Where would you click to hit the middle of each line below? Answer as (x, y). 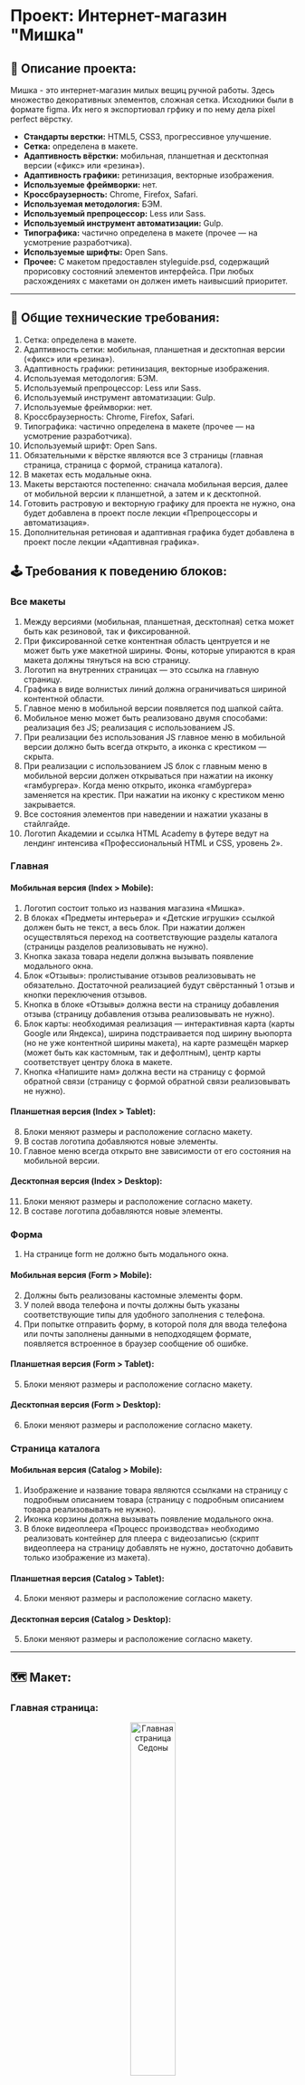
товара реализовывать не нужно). (90, 1510)
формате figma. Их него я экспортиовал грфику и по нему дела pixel (143, 109)
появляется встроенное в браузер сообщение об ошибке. (136, 1343)
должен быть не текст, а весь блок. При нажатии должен (134, 927)
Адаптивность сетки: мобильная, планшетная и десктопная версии (154, 349)
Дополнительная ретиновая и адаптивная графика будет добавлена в (159, 532)
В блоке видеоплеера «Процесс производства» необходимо (141, 1529)
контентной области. (64, 698)
